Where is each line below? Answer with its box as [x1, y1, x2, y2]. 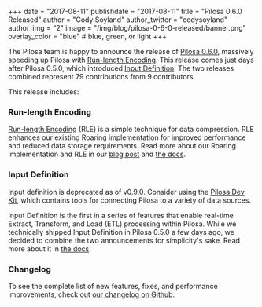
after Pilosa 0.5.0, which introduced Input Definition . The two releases [8, 64, 234, 73]
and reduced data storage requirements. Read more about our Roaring [8, 141, 237, 151]
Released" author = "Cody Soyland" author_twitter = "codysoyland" [8, 15, 228, 24]
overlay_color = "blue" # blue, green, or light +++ [8, 31, 168, 41]
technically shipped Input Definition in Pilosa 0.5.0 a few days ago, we [8, 227, 234, 236]
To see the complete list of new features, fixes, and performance [8, 281, 218, 291]
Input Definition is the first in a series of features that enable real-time [8, 210, 234, 220]
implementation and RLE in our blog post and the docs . [8, 149, 186, 159]
